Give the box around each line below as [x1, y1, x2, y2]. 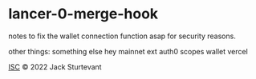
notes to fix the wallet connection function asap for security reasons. [8, 31, 237, 41]
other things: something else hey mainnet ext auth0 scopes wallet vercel [8, 46, 249, 56]
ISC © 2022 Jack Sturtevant [8, 61, 102, 72]
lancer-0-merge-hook [8, 5, 159, 23]
